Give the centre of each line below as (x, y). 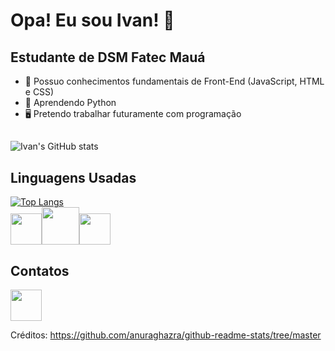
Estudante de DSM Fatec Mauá (108, 57)
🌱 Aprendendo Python (70, 102)
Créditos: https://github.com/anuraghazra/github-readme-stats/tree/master (166, 335)
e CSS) (39, 92)
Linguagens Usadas (73, 177)
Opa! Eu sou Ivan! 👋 (92, 20)
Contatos (40, 270)
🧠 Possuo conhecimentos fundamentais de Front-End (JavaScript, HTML (174, 81)
